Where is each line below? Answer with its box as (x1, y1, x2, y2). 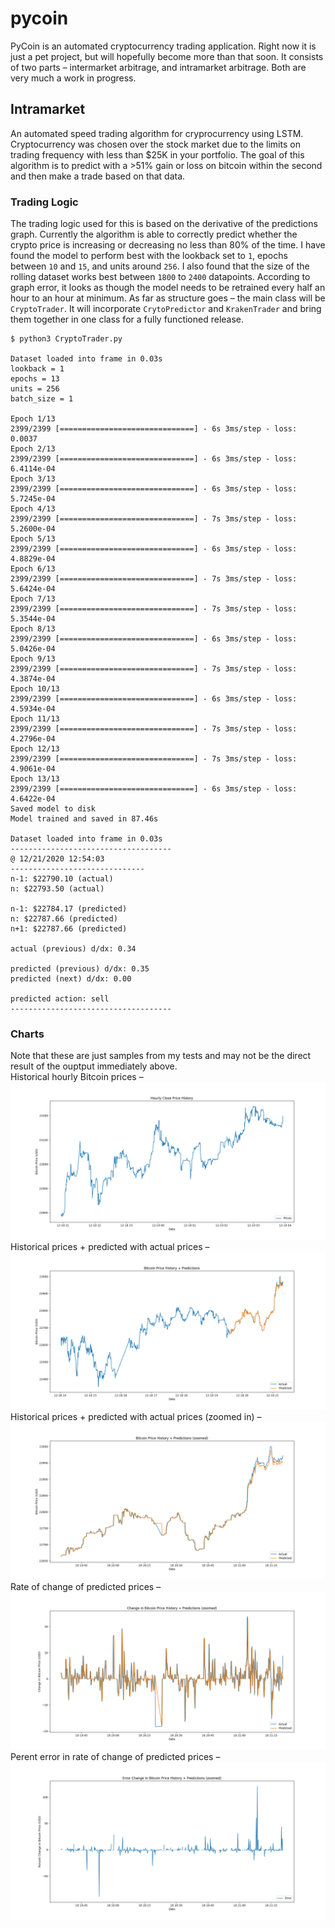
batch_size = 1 (10, 394, 74, 404)
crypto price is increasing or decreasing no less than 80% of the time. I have (10, 239, 326, 251)
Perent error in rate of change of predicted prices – (10, 1751, 221, 1763)
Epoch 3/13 (10, 474, 56, 484)
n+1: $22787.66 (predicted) (10, 924, 128, 934)
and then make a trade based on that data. (10, 170, 186, 182)
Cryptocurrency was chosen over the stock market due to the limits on (10, 138, 301, 150)
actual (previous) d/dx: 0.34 (10, 944, 137, 954)
